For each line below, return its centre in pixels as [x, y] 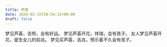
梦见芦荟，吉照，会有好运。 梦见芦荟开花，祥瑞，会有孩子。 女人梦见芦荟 [81, 34]
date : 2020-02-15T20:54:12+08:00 [40, 14]
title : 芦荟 [17, 10]
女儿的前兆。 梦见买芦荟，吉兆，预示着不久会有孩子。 [78, 40]
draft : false [19, 19]
